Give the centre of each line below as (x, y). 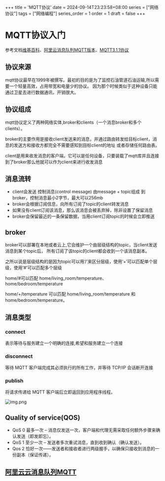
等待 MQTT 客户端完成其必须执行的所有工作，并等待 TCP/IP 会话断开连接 (79, 368)
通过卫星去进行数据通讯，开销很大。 (42, 92)
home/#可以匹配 (22, 278)
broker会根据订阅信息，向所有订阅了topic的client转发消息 (70, 204)
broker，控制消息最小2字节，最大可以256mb (58, 198)
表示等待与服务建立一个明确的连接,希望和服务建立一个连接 (64, 343)
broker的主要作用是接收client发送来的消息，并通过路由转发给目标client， (79, 139)
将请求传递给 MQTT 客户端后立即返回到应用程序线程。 (60, 392)
